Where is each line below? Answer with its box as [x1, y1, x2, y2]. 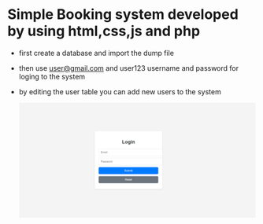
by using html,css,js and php [7, 22, 201, 40]
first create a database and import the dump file [18, 48, 175, 57]
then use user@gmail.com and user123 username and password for [18, 63, 239, 72]
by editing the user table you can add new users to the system [18, 86, 221, 96]
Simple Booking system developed [7, 6, 239, 24]
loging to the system [18, 72, 86, 81]
